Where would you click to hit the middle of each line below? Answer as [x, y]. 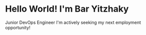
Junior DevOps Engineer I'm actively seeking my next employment [73, 22]
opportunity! [18, 27]
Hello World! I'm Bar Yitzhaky [67, 9]
